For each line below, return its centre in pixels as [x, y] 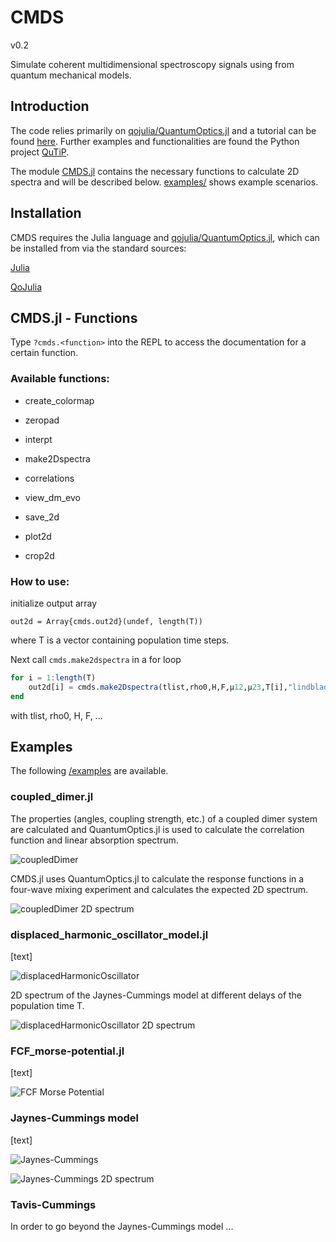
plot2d [38, 536]
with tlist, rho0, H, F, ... [56, 715]
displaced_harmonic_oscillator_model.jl [109, 934]
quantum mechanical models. [71, 75]
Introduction [50, 106]
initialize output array [54, 603]
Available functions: [60, 379]
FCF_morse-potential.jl [67, 1051]
